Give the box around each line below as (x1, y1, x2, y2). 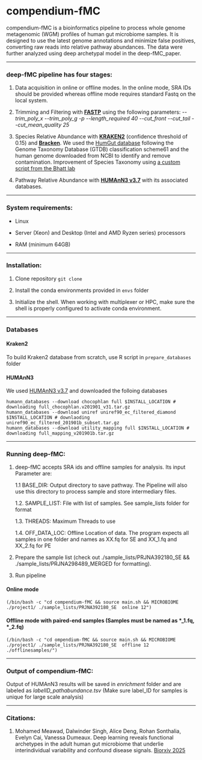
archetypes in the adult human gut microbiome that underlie (14, 740, 164, 747)
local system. (14, 97, 48, 104)
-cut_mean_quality (14, 122, 62, 129)
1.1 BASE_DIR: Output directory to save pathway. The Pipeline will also (14, 481, 188, 489)
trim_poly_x (14, 115, 43, 122)
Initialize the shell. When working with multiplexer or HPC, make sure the (14, 298, 195, 305)
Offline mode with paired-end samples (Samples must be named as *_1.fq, (6, 617, 195, 624)
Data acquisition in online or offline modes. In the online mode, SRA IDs (14, 84, 191, 91)
